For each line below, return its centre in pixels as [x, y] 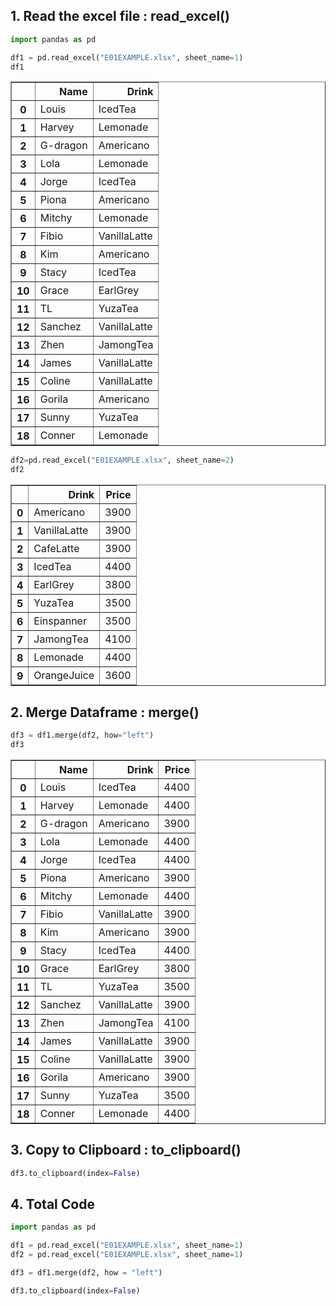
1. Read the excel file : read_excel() [120, 16]
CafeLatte [56, 549]
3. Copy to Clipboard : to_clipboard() [126, 1150]
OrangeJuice [64, 676]
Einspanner [60, 621]
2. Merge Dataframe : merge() [105, 712]
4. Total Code [52, 1204]
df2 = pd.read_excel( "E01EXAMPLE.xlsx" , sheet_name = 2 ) [122, 460]
